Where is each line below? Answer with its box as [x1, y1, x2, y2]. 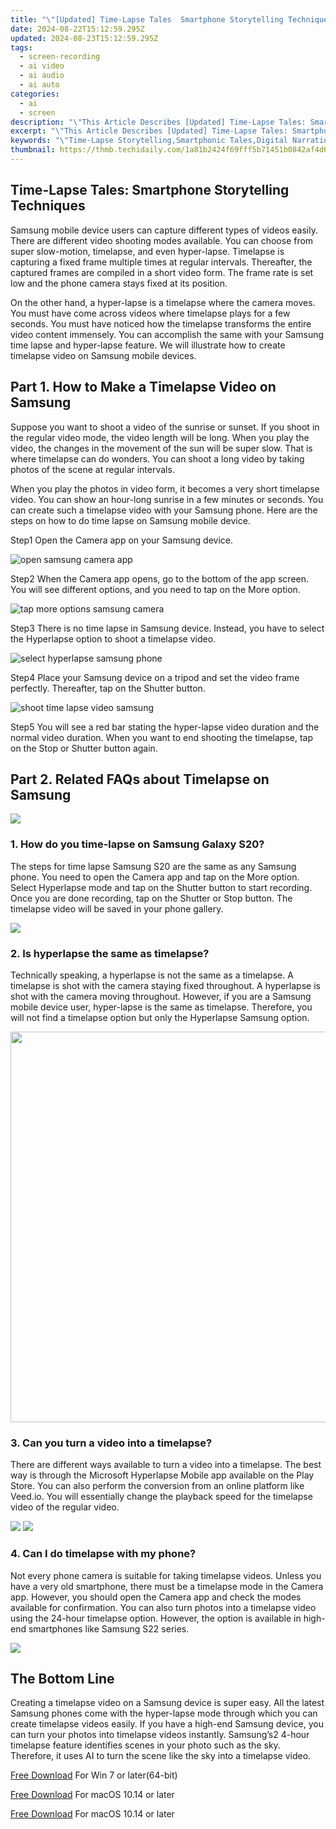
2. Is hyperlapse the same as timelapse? [10, 946, 210, 960]
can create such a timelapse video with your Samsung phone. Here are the [10, 504, 318, 516]
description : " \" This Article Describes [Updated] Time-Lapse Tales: [10, 117, 307, 127]
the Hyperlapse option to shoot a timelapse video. [10, 632, 217, 645]
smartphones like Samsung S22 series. [28, 1622, 190, 1635]
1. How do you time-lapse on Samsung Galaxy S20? [10, 837, 265, 851]
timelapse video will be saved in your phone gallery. [10, 902, 224, 915]
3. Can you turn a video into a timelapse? [10, 1436, 213, 1450]
